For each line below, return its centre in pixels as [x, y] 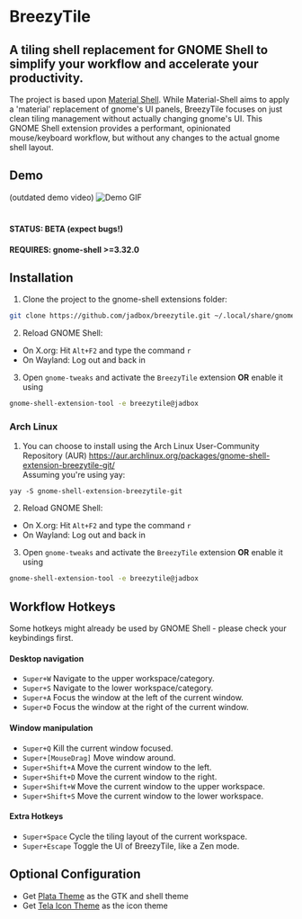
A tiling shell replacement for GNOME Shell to [138, 50]
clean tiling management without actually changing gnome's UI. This [136, 118]
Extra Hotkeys [36, 816]
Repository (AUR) [54, 455]
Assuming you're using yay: [74, 475]
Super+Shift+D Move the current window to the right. [120, 777]
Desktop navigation [47, 658]
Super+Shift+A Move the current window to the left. [117, 767]
